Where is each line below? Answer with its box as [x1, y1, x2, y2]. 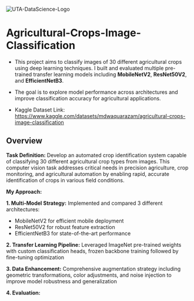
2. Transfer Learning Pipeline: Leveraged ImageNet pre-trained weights [6, 241, 182, 248]
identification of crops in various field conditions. [6, 176, 125, 184]
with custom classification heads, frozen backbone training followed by [6, 247, 179, 254]
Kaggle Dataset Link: [14, 106, 65, 113]
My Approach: [6, 188, 42, 195]
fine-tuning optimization [6, 254, 65, 261]
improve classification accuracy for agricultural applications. [14, 94, 161, 102]
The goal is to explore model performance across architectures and [14, 89, 178, 96]
